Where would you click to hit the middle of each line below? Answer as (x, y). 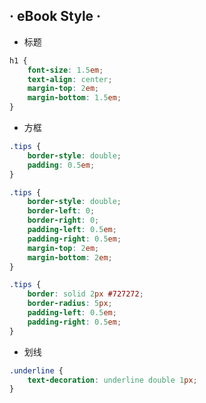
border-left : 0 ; (61, 211)
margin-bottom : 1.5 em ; (74, 98)
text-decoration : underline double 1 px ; (112, 380)
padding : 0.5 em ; (61, 165)
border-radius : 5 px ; (70, 304)
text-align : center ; (70, 79)
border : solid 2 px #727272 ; (85, 294)
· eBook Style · (55, 16)
